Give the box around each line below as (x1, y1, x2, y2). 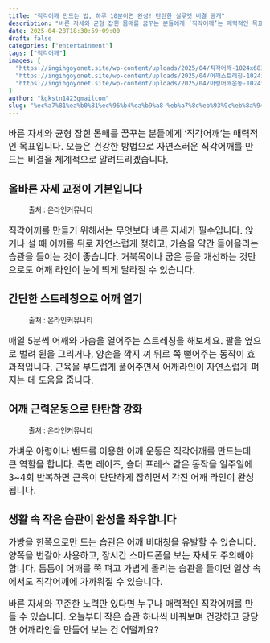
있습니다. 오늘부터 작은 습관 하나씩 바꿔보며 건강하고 (30, 611, 239, 623)
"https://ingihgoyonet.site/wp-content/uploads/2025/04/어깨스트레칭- (15, 72, 247, 80)
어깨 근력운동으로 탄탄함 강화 (8, 402, 143, 416)
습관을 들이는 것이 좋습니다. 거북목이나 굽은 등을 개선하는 (8, 251, 237, 263)
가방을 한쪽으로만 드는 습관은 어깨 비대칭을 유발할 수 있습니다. (8, 537, 256, 548)
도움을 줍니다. (38, 374, 94, 386)
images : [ (8, 57, 42, 65)
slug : (8, 102, 27, 110)
